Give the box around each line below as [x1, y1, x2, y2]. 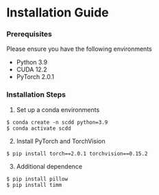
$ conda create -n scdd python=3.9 [6, 119, 108, 126]
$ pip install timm [6, 181, 62, 188]
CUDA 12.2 [16, 65, 47, 73]
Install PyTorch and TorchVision [16, 137, 106, 145]
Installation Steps [6, 90, 66, 100]
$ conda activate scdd [6, 125, 71, 132]
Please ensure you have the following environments [6, 45, 152, 53]
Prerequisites [6, 30, 52, 39]
